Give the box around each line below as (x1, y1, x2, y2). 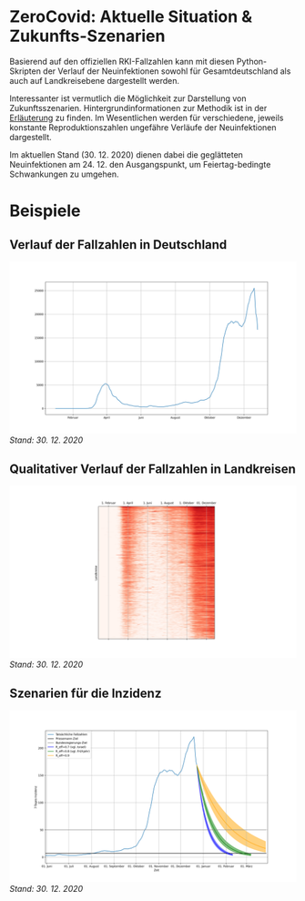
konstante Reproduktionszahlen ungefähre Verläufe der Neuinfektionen (9, 121, 277, 133)
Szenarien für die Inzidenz (9, 685, 162, 701)
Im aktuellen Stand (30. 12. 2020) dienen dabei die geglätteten (9, 148, 244, 160)
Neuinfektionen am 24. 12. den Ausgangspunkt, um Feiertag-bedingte (9, 159, 271, 169)
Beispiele (9, 200, 81, 221)
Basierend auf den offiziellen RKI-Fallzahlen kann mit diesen (9, 56, 235, 67)
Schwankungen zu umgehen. (9, 169, 120, 179)
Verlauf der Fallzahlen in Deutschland (9, 237, 228, 252)
